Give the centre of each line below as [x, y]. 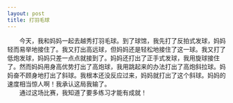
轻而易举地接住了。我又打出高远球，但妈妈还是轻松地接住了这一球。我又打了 [116, 49]
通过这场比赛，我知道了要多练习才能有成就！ [83, 92]
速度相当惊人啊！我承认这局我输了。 [59, 84]
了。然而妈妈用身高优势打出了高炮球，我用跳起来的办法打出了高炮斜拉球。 [113, 66]
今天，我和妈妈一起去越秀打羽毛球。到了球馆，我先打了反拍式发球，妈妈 [122, 40]
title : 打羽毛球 [28, 20]
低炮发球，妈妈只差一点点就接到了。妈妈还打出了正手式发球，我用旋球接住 [113, 58]
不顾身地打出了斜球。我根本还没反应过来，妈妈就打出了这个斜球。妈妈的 [122, 75]
